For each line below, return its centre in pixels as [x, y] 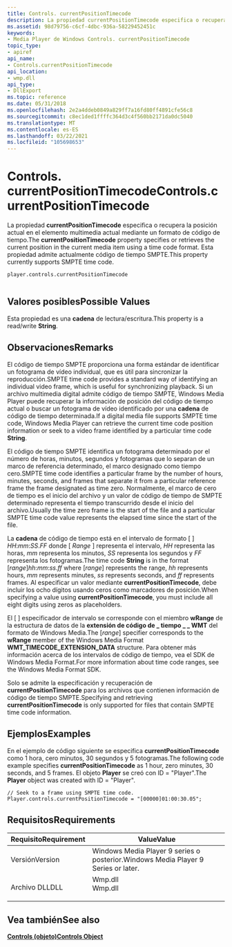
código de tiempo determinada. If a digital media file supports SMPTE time [112, 415]
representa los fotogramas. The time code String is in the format [98, 560]
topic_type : [24, 46]
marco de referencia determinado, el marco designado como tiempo [104, 466]
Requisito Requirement [48, 840]
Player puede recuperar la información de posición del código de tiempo [110, 401]
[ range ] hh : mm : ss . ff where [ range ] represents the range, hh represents [108, 568]
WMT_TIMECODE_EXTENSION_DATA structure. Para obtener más [102, 647]
